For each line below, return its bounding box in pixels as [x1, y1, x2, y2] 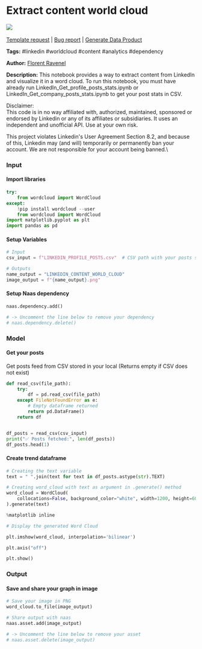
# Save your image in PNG [6, 598, 71, 604]
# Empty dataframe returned [28, 403, 98, 409]
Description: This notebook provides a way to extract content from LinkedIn [6, 71, 195, 78]
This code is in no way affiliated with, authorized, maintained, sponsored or [6, 108, 192, 115]
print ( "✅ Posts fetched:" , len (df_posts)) [6, 435, 115, 442]
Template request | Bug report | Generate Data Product [6, 36, 142, 43]
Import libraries [6, 176, 46, 183]
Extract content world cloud [6, 4, 148, 17]
